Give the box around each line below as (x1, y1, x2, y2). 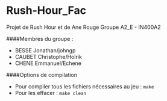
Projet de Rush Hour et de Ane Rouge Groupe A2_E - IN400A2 (6, 23, 161, 31)
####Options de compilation (6, 71, 77, 78)
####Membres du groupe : (6, 35, 74, 42)
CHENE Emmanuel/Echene (14, 60, 81, 67)
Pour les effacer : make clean (14, 89, 86, 96)
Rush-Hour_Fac (6, 4, 86, 17)
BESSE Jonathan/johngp (14, 46, 76, 54)
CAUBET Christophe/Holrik (14, 53, 83, 60)
